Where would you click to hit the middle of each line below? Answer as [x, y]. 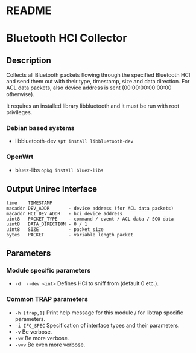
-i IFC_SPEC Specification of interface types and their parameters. [97, 325]
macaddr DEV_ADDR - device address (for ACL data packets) [90, 208]
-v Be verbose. [33, 332]
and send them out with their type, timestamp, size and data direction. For [98, 82]
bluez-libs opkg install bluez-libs [59, 170]
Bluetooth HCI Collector [67, 38]
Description [29, 60]
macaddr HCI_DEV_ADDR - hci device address [64, 213]
